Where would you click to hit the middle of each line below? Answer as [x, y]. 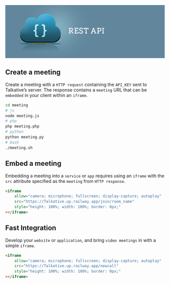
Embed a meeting [33, 163]
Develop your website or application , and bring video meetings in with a [81, 240]
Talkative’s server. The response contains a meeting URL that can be [76, 90]
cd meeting [17, 105]
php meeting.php [22, 126]
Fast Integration [31, 228]
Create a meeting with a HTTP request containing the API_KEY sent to [76, 84]
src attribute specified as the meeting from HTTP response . [65, 181]
